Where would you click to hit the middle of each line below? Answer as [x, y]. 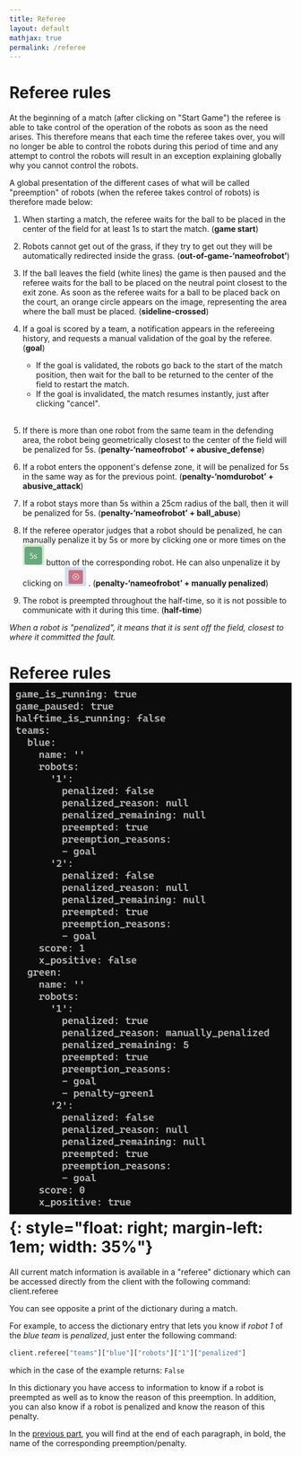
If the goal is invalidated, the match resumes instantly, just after [152, 394]
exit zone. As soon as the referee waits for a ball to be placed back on [151, 293]
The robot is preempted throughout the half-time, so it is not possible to [155, 601]
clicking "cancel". [68, 403]
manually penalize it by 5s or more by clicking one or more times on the [154, 540]
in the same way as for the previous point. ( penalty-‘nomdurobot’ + [148, 477]
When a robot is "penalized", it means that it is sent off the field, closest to [146, 628]
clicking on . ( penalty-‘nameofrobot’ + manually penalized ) [145, 583]
